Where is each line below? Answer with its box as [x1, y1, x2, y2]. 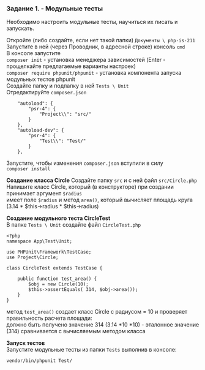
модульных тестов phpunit [6, 75, 75, 83]
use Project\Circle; [6, 254, 59, 261]
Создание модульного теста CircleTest [6, 214, 111, 222]
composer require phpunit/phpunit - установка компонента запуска [6, 69, 182, 77]
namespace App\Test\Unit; [6, 238, 72, 244]
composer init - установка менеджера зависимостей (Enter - [6, 56, 166, 64]
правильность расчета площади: [6, 314, 93, 322]
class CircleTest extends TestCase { [6, 265, 103, 271]
